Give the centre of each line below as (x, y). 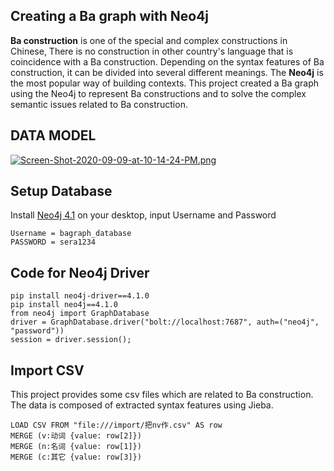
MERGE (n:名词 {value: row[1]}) (76, 447)
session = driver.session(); (71, 340)
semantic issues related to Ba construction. (99, 104)
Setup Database (61, 191)
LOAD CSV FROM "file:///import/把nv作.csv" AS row (116, 425)
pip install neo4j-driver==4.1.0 (80, 296)
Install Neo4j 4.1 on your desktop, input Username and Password (143, 215)
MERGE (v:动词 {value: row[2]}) (76, 436)
